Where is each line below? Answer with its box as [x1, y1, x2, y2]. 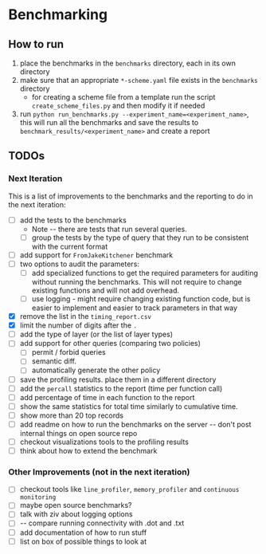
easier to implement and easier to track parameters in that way [31, 303, 237, 312]
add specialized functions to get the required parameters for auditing [31, 268, 259, 277]
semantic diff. [31, 356, 77, 366]
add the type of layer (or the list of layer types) [19, 329, 174, 340]
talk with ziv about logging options [19, 509, 133, 519]
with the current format [31, 242, 108, 251]
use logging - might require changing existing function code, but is [31, 294, 251, 304]
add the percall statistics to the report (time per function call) [19, 383, 223, 393]
